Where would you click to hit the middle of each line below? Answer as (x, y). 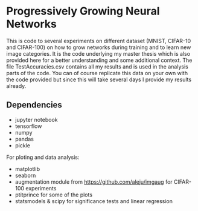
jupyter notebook (36, 119)
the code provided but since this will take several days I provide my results (99, 79)
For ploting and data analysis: (43, 157)
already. (16, 85)
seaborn (25, 175)
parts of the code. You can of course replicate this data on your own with (97, 73)
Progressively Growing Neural (83, 11)
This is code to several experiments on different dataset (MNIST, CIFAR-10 (99, 41)
